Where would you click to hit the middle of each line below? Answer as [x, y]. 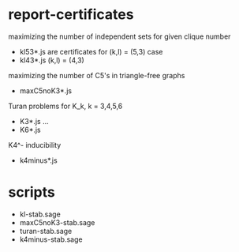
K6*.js [30, 130]
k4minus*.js [38, 160]
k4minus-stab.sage [51, 239]
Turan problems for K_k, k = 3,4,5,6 [65, 106]
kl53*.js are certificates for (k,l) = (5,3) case [91, 51]
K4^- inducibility [35, 145]
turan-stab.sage [46, 231]
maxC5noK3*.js [46, 90]
